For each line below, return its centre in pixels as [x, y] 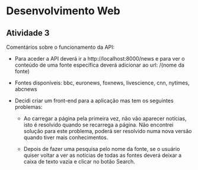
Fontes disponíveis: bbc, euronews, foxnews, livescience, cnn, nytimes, [102, 83]
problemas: [28, 107]
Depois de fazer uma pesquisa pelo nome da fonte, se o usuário [102, 149]
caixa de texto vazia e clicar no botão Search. [79, 161]
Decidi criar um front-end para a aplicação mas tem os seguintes [94, 100]
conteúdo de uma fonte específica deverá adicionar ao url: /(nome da [100, 65]
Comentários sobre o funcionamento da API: [60, 47]
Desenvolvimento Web [63, 11]
